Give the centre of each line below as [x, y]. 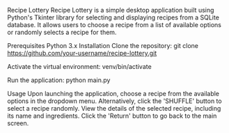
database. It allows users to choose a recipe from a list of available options [114, 25]
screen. [18, 123]
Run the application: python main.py [59, 80]
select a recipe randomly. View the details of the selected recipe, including [114, 108]
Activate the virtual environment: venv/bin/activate [79, 66]
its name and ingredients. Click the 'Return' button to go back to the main [112, 116]
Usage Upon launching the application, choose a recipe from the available [113, 94]
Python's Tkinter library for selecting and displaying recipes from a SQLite [113, 17]
